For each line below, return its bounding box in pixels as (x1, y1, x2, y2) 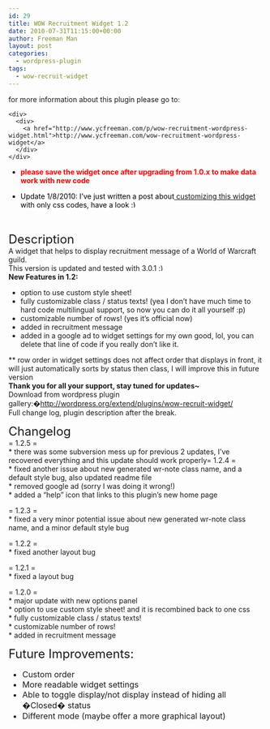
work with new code (19, 175, 91, 185)
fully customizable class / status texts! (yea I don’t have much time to (19, 296, 251, 306)
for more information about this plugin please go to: (8, 94, 181, 104)
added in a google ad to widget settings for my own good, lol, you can (19, 330, 255, 341)
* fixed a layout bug (8, 571, 75, 581)
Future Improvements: (8, 645, 135, 662)
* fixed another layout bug (8, 547, 96, 556)
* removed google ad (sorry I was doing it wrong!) (8, 481, 176, 491)
